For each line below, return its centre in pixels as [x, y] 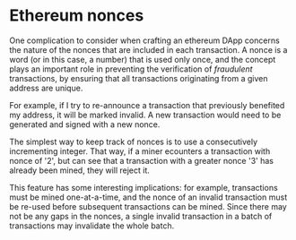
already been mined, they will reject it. [80, 170]
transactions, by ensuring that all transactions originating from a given [139, 78]
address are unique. [46, 88]
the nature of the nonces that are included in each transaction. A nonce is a [148, 49]
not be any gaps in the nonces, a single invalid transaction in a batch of [141, 216]
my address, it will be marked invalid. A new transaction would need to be [145, 115]
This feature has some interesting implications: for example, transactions [144, 187]
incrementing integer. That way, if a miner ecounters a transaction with [140, 151]
